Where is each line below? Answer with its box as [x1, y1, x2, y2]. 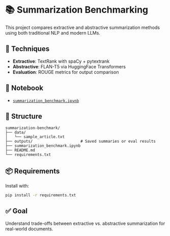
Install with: [5, 183, 30, 189]
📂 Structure [5, 112, 42, 120]
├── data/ [5, 130, 26, 135]
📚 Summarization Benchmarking [5, 4, 149, 16]
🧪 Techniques [5, 44, 50, 54]
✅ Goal [5, 207, 28, 216]
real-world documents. [5, 225, 53, 232]
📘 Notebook [5, 84, 43, 92]
